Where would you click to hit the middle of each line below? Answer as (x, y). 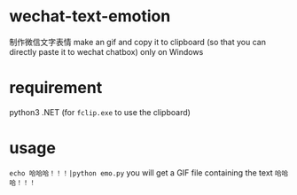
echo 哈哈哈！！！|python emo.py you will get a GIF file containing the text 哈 (145, 172)
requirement (56, 88)
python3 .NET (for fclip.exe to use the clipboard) (100, 112)
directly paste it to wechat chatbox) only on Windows (106, 51)
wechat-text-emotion (90, 16)
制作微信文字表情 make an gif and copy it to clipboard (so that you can (137, 42)
